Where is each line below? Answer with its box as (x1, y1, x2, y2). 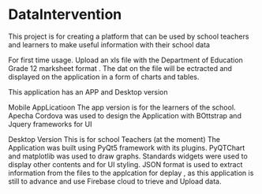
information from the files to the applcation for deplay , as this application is (8, 168, 254, 177)
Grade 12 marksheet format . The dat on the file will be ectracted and (8, 63, 233, 73)
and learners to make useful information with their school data (8, 39, 211, 49)
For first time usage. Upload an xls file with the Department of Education (8, 55, 243, 65)
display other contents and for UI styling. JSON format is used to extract (8, 159, 243, 169)
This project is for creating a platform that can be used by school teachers (8, 32, 249, 41)
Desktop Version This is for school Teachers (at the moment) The (8, 134, 221, 144)
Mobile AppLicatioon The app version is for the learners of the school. (8, 103, 236, 112)
